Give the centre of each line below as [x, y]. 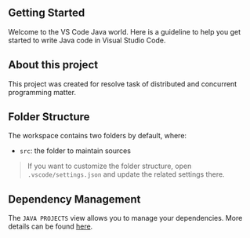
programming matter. [42, 92]
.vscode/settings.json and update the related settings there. [126, 174]
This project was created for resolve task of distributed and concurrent [123, 84]
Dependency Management [74, 199]
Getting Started [47, 13]
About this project [53, 65]
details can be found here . [51, 226]
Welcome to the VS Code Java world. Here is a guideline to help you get [125, 31]
